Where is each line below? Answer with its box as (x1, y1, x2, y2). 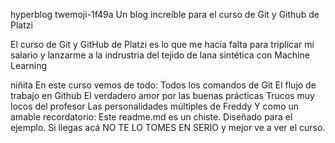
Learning (10, 60, 48, 71)
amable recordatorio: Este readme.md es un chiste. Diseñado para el (10, 111, 293, 123)
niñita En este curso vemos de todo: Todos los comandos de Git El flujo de (10, 79, 317, 91)
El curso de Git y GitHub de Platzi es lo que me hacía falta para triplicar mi (10, 39, 315, 50)
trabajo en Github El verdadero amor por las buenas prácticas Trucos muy (10, 90, 315, 101)
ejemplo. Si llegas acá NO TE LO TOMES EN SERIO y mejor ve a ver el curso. (10, 122, 326, 133)
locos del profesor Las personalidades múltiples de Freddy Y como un (10, 100, 300, 112)
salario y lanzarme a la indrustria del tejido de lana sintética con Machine (10, 49, 310, 61)
